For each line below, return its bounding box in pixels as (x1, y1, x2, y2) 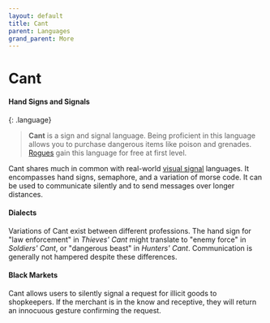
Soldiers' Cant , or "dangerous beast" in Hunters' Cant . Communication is (8, 243, 253, 252)
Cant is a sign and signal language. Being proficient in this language (28, 131, 256, 140)
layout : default (8, 11, 63, 20)
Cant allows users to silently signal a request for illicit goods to (8, 289, 217, 299)
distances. (8, 189, 43, 199)
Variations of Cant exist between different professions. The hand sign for (8, 226, 251, 235)
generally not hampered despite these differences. (8, 252, 178, 261)
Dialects (8, 208, 37, 217)
